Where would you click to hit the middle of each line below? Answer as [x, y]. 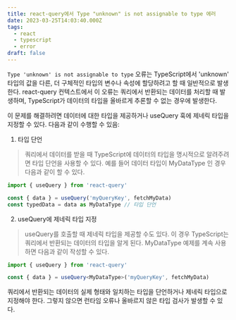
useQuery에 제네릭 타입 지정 [57, 219]
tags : [15, 27]
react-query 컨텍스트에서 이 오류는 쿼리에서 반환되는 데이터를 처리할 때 [120, 92]
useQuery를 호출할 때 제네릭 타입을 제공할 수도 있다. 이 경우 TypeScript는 [126, 234]
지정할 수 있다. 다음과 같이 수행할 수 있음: [63, 124]
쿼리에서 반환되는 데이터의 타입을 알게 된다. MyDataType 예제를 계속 [119, 242]
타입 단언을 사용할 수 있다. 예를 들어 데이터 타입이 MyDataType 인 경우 [129, 163]
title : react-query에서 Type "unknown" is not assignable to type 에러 [112, 14]
